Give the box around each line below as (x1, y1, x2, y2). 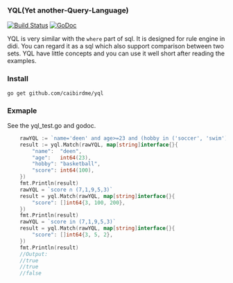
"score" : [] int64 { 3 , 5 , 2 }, (32, 231, 113, 239)
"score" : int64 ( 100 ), (32, 167, 95, 174)
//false (19, 270, 42, 277)
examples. (7, 57, 37, 65)
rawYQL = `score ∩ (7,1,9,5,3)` (19, 186, 113, 193)
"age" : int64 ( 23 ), (32, 154, 92, 161)
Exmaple (7, 106, 37, 116)
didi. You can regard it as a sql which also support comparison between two (7, 42, 224, 51)
